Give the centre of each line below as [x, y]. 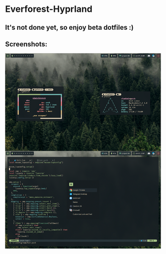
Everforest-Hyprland [49, 9]
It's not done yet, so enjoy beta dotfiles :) [69, 27]
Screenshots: [26, 44]
